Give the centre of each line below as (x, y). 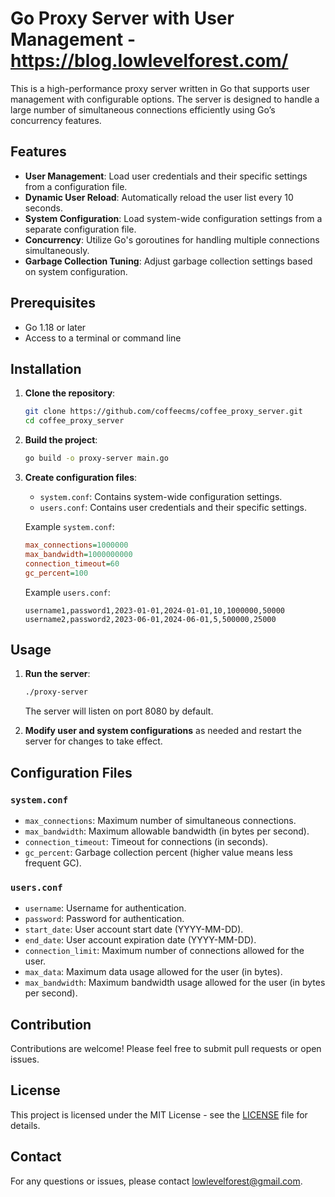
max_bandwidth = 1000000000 (78, 554)
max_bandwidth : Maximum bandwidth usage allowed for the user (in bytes (175, 983)
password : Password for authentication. (104, 919)
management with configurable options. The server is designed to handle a (165, 99)
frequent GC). (53, 863)
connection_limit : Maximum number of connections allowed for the (164, 951)
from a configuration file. (76, 186)
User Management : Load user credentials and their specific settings (166, 176)
